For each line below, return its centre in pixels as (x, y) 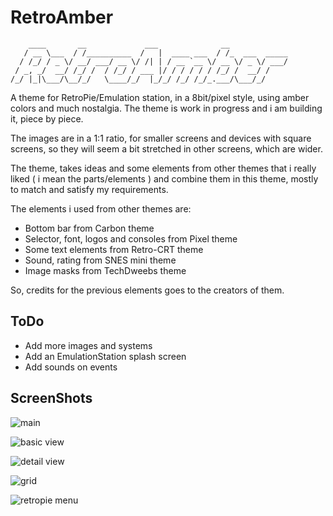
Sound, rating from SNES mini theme (100, 260)
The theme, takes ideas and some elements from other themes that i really (163, 168)
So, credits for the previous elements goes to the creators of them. (147, 290)
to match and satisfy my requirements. (89, 189)
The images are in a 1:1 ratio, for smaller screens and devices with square (161, 138)
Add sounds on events (71, 367)
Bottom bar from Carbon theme (89, 228)
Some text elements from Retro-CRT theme (114, 249)
